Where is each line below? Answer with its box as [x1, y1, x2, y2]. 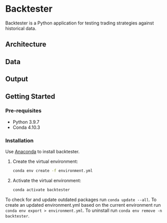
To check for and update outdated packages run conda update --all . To [5, 197, 157, 203]
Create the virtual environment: [12, 158, 78, 164]
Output [5, 75, 28, 83]
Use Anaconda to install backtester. [5, 149, 80, 155]
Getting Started [5, 92, 55, 101]
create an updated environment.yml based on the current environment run [5, 202, 161, 208]
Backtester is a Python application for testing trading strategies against [5, 20, 154, 26]
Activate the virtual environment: [12, 177, 81, 183]
